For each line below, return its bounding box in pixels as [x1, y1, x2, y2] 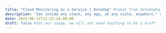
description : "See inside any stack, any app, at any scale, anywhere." [5, 12, 158, 16]
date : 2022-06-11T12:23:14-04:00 [5, 16, 74, 21]
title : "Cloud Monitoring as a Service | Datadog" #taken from [5, 7, 138, 12]
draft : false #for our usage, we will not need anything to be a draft [5, 20, 156, 26]
